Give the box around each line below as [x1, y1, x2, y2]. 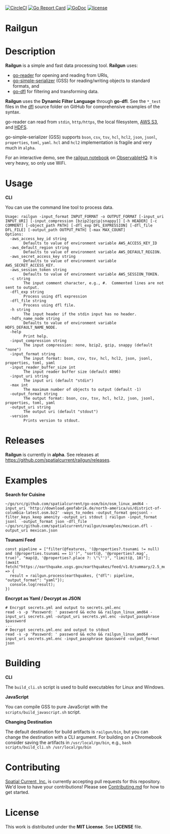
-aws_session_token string [10, 268, 67, 273]
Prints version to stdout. [23, 418, 80, 423]
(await [5, 560, 19, 565]
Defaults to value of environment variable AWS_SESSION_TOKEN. [23, 272, 159, 277]
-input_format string [10, 352, 56, 357]
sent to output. [5, 285, 39, 290]
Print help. [23, 334, 49, 339]
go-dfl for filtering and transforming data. [12, 89, 99, 95]
